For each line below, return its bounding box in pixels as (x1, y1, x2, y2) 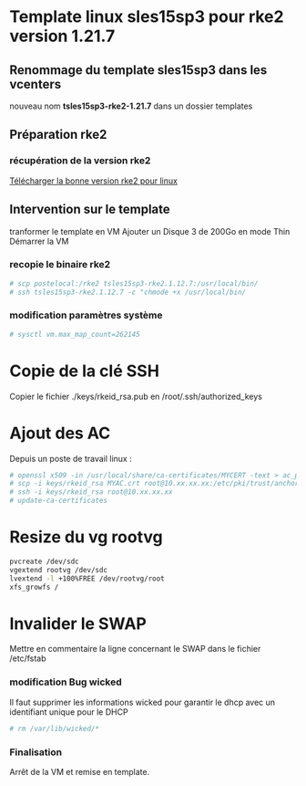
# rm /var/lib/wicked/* (9, 724, 100, 733)
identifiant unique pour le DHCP (9, 706, 129, 718)
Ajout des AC (9, 423, 111, 444)
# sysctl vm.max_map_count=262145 (9, 330, 141, 339)
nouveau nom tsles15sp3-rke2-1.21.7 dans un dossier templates (9, 100, 253, 111)
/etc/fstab (9, 653, 47, 664)
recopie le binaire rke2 (9, 258, 111, 271)
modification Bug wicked (9, 676, 122, 688)
